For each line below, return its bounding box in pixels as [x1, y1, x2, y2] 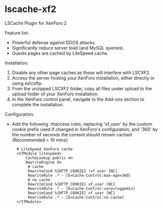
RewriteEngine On [25, 159, 62, 165]
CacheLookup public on [25, 155, 73, 160]
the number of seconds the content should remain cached [11, 131, 132, 137]
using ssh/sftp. [11, 80, 43, 86]
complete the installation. [11, 101, 64, 107]
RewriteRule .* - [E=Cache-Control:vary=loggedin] [27, 186, 135, 191]
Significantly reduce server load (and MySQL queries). [11, 45, 124, 51]
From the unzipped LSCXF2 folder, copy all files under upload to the [11, 85, 152, 91]
